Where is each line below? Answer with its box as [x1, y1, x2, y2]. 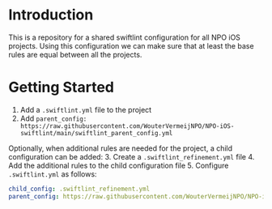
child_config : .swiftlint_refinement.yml [8, 185, 151, 193]
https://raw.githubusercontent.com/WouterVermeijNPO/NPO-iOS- [19, 122, 235, 130]
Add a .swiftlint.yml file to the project [19, 104, 152, 114]
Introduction [8, 6, 94, 24]
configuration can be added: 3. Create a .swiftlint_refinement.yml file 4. [8, 151, 255, 161]
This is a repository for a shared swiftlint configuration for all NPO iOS [8, 32, 241, 42]
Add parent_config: [19, 113, 87, 123]
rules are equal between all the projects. [8, 49, 142, 59]
